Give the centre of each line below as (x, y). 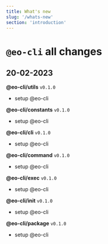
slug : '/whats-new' (30, 17)
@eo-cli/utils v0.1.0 (31, 87)
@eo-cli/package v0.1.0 (36, 223)
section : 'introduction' (36, 22)
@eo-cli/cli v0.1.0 (28, 133)
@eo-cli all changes (54, 51)
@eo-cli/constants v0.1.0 (38, 110)
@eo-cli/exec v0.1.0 (32, 178)
